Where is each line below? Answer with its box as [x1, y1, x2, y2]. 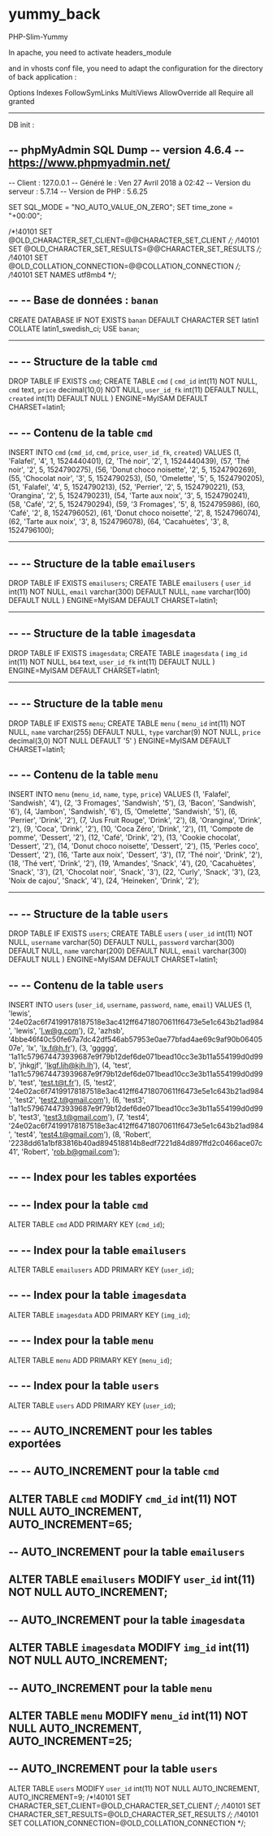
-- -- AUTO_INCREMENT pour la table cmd [8, 1464, 219, 1478]
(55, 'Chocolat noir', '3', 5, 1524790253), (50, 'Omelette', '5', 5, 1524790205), [8, 474, 265, 483]
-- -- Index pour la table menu [8, 1334, 154, 1348]
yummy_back [8, 5, 101, 24]
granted [8, 96, 35, 106]
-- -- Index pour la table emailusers [8, 1243, 187, 1257]
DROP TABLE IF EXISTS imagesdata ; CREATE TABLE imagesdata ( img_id [8, 648, 248, 658]
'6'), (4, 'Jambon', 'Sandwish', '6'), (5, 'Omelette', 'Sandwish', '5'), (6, [8, 807, 238, 816]
